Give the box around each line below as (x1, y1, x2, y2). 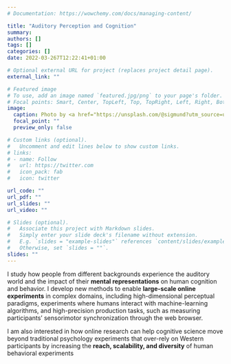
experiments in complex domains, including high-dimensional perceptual (7, 292, 215, 300)
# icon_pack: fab (7, 169, 63, 175)
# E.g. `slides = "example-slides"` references (7, 238, 153, 245)
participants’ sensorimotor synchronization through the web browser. (7, 314, 203, 322)
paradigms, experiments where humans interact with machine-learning (7, 299, 208, 307)
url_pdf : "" (7, 193, 41, 200)
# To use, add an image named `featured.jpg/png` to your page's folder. (7, 92, 223, 99)
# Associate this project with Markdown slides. (7, 225, 155, 233)
